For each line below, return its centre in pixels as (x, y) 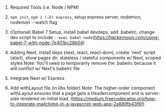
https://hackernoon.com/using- (127, 37)
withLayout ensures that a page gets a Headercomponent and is (77, 93)
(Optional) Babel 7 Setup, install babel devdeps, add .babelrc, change (82, 32)
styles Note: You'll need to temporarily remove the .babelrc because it (83, 63)
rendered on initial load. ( (46, 98)
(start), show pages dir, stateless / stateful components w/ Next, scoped (85, 58)
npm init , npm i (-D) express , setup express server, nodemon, (76, 17)
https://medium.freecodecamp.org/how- (114, 98)
